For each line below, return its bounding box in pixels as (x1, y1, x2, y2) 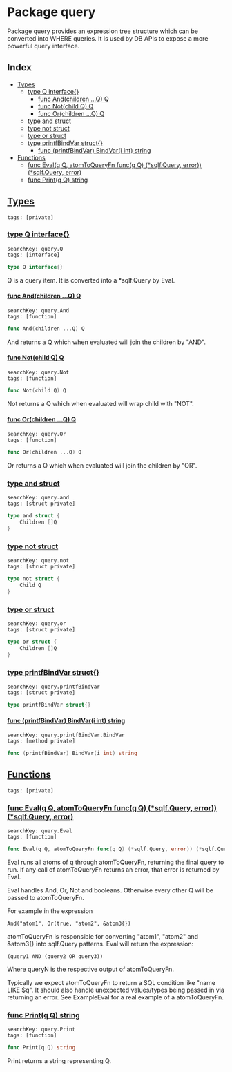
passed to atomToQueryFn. (7, 893, 84, 901)
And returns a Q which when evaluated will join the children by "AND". (7, 338, 206, 346)
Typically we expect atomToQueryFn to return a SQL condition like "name (7, 978, 216, 986)
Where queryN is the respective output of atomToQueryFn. (7, 965, 175, 973)
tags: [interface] (7, 251, 60, 258)
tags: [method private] (7, 738, 76, 745)
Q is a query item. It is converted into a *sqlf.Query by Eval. (7, 276, 175, 284)
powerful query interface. (7, 41, 80, 50)
